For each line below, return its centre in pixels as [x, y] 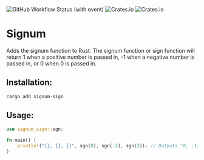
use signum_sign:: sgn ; [35, 129]
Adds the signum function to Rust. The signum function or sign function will [101, 50]
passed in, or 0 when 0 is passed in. [52, 63]
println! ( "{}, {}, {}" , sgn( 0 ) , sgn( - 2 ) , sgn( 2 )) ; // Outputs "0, [103, 146]
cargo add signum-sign [35, 96]
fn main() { [21, 140]
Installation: [29, 83]
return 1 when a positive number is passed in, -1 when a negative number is [100, 57]
